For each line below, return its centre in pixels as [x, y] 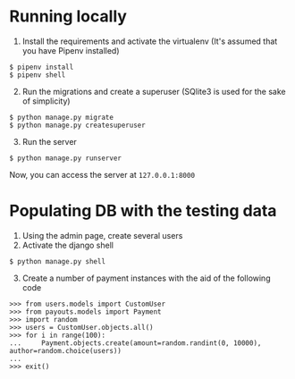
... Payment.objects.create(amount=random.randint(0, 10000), [135, 343]
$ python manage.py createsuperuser [77, 125]
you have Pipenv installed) [71, 50]
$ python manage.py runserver [66, 158]
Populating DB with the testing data [143, 211]
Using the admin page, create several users [102, 235]
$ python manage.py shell [57, 261]
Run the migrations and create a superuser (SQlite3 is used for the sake [154, 91]
